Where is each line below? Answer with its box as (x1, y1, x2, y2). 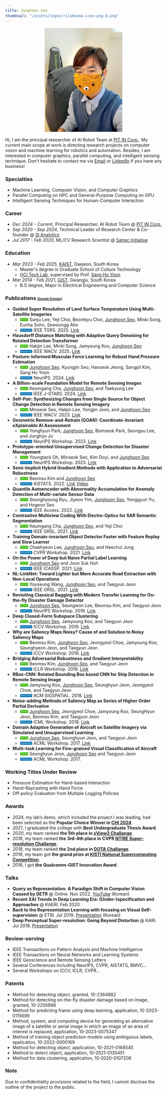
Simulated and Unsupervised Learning (12, 730, 94, 736)
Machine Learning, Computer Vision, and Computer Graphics (12, 187, 138, 193)
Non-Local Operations (12, 576, 60, 582)
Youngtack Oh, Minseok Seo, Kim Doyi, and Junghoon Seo (29, 454, 150, 461)
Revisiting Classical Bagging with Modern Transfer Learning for (12, 592, 147, 598)
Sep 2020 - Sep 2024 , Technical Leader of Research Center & (12, 227, 140, 233)
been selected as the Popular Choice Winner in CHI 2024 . (12, 819, 133, 825)
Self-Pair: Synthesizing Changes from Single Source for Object (12, 396, 145, 402)
